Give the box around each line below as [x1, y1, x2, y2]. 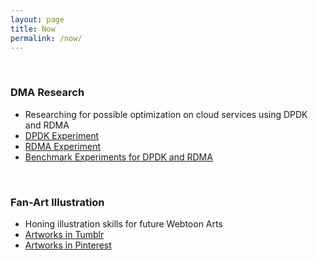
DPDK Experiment [24, 129, 100, 141]
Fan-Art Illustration [10, 195, 105, 209]
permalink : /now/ [10, 33, 83, 43]
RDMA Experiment [24, 140, 102, 152]
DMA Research [10, 86, 85, 100]
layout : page [10, 14, 65, 25]
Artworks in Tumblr [24, 228, 105, 240]
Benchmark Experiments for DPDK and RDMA [24, 151, 213, 163]
